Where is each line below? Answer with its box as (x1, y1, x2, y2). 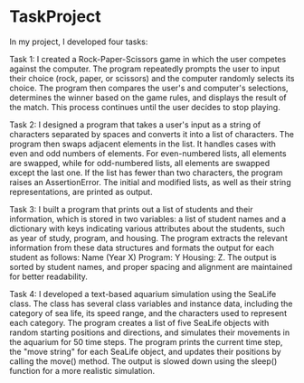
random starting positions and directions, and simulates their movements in (9, 327, 290, 338)
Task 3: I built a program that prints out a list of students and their (9, 203, 253, 214)
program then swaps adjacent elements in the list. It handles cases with (9, 138, 276, 149)
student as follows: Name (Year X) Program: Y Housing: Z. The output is (9, 251, 278, 263)
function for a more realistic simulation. (9, 365, 156, 376)
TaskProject (9, 6, 101, 27)
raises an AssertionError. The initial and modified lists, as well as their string (9, 176, 291, 187)
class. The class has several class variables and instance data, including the (9, 298, 293, 309)
